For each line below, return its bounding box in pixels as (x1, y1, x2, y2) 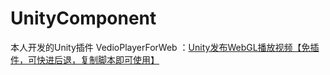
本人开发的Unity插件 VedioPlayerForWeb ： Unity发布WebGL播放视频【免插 (10, 41, 320, 53)
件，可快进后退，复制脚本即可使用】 (10, 53, 160, 66)
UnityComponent (10, 7, 157, 30)
